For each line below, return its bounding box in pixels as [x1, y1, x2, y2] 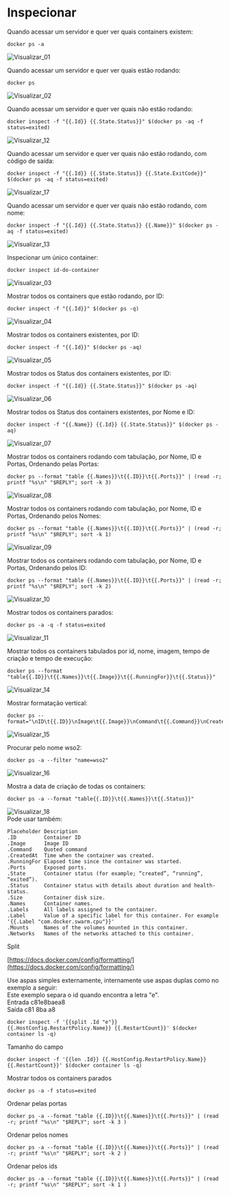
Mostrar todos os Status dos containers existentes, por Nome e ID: [7, 407, 195, 416]
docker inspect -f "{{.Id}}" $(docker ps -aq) [7, 343, 142, 351]
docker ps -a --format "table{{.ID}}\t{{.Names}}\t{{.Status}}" [7, 795, 194, 802]
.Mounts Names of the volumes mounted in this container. [7, 924, 188, 931]
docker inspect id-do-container [7, 266, 99, 273]
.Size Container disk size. [7, 894, 106, 901]
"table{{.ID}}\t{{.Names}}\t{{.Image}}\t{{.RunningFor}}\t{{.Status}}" [7, 673, 216, 681]
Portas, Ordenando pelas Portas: [7, 459, 99, 468]
